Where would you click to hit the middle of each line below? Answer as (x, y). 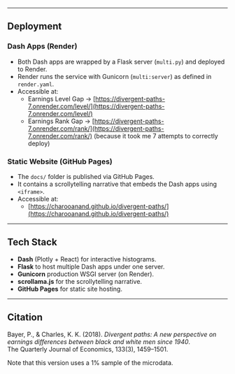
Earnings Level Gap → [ (62, 99)
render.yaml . (36, 84)
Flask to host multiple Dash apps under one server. (91, 266)
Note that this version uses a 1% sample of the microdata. (90, 362)
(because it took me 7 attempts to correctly (156, 136)
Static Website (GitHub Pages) (60, 161)
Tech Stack (32, 242)
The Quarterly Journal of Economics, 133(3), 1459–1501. (88, 349)
